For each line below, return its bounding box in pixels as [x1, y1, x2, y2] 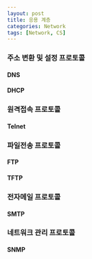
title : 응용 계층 [7, 16, 51, 23]
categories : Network [7, 23, 67, 30]
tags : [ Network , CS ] [7, 29, 67, 36]
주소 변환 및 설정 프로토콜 [7, 53, 86, 63]
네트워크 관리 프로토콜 [7, 228, 76, 238]
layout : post [7, 10, 45, 17]
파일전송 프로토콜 [7, 140, 61, 150]
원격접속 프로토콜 [7, 104, 61, 114]
